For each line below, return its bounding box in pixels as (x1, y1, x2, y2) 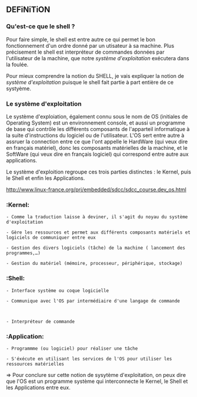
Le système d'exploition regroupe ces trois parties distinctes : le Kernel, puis (6, 168, 191, 175)
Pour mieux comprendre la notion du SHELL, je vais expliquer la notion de (6, 72, 184, 79)
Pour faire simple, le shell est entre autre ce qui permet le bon (6, 35, 156, 43)
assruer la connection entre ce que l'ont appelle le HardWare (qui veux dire (6, 138, 188, 145)
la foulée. (6, 61, 29, 68)
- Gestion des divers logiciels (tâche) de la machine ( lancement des (6, 245, 185, 251)
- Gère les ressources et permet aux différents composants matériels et (6, 229, 191, 235)
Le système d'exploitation (6, 100, 82, 108)
